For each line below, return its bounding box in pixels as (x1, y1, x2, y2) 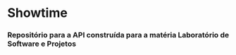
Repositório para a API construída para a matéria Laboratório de (7, 30, 230, 40)
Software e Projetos (7, 39, 76, 49)
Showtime (7, 5, 68, 21)
